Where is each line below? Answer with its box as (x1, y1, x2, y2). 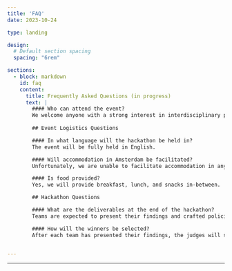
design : (7, 41, 30, 48)
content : (19, 86, 45, 93)
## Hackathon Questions (32, 194, 100, 201)
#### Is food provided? (32, 175, 100, 182)
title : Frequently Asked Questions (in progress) (25, 93, 171, 100)
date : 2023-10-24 (7, 17, 57, 24)
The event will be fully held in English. (32, 143, 156, 151)
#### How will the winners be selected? (32, 225, 150, 232)
